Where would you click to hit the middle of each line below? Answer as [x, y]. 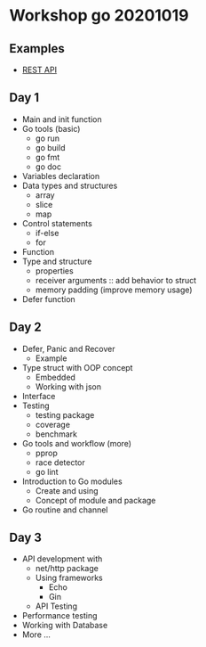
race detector [60, 462]
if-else [47, 233]
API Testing [56, 606]
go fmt [48, 157]
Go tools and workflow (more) [76, 443]
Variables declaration [61, 176]
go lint [47, 471]
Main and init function [62, 119]
